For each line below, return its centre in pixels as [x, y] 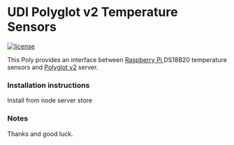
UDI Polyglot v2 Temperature [93, 12]
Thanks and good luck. [40, 134]
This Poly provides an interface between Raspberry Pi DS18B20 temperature [117, 59]
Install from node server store [50, 100]
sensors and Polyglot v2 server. [53, 67]
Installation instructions [49, 85]
